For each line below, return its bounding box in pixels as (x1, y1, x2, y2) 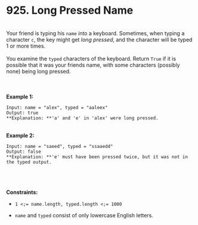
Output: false (6, 149, 42, 155)
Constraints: (6, 189, 38, 196)
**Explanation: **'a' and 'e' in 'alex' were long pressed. (6, 115, 159, 121)
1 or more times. (6, 42, 46, 50)
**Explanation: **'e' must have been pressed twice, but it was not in (6, 153, 188, 160)
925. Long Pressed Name (6, 4, 134, 17)
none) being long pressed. (6, 67, 71, 75)
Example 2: (6, 132, 35, 139)
